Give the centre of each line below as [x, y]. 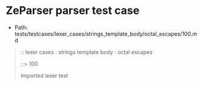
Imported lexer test [44, 75]
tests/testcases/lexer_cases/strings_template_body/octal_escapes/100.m [106, 33]
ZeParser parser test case [73, 11]
